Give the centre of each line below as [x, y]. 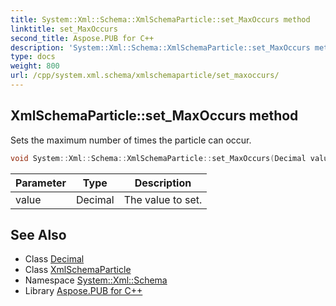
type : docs [33, 57]
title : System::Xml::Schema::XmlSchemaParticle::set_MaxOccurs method [160, 19]
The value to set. [163, 199]
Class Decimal [54, 259]
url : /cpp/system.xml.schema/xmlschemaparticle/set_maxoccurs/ [145, 76]
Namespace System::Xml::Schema [96, 280]
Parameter [41, 183]
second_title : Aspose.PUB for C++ [82, 38]
